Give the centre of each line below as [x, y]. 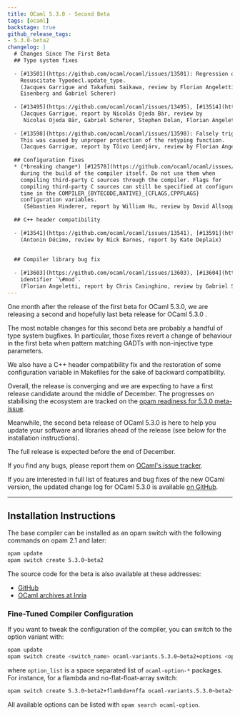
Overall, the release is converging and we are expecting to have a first [110, 385]
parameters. [25, 351]
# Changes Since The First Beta [62, 54]
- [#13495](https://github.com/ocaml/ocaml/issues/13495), [104, 107]
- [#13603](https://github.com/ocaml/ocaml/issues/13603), [104, 273]
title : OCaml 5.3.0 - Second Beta [59, 14]
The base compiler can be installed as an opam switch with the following [114, 533]
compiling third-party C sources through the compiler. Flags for [121, 180]
